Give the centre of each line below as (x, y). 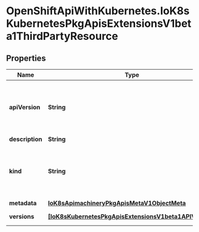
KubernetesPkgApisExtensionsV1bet (99, 23)
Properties (26, 58)
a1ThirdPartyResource (62, 36)
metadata (23, 203)
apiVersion (25, 107)
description (26, 139)
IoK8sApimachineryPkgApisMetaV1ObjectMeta (117, 203)
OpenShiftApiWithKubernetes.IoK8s (98, 11)
